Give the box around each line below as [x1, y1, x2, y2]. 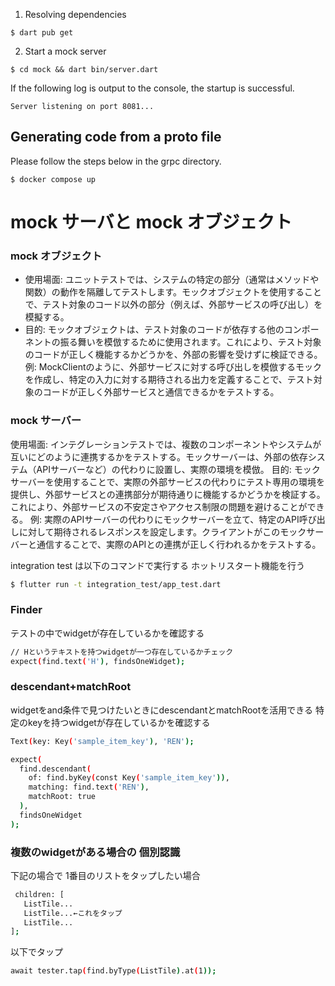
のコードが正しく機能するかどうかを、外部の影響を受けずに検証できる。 [24, 349, 323, 361]
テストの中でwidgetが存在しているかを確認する [10, 627, 205, 639]
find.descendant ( [19, 764, 92, 774]
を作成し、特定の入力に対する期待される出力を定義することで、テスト [24, 374, 314, 386]
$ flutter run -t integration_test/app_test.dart [10, 579, 222, 589]
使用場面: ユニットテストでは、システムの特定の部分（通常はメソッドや [24, 274, 320, 286]
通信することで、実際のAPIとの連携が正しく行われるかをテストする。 [36, 538, 322, 550]
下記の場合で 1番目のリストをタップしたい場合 [10, 869, 201, 881]
